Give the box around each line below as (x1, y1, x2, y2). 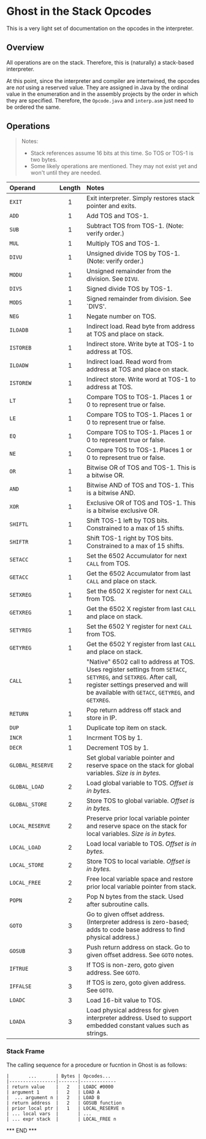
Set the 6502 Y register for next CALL (86, 622, 193, 631)
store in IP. (86, 713, 118, 722)
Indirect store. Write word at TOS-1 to (86, 375, 196, 383)
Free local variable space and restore (86, 874, 193, 883)
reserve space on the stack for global (86, 761, 194, 769)
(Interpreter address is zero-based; (86, 917, 189, 926)
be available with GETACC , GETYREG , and (86, 688, 195, 696)
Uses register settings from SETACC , (86, 665, 187, 674)
